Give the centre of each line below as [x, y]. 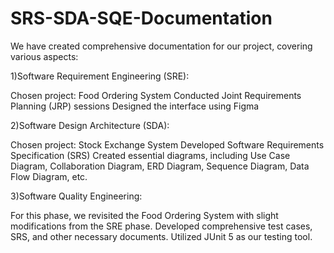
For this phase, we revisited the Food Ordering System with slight [144, 215]
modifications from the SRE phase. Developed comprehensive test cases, [161, 226]
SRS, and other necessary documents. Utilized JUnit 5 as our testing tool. [161, 236]
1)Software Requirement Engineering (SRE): [100, 76]
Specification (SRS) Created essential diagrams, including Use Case [150, 155]
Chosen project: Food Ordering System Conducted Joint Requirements [156, 95]
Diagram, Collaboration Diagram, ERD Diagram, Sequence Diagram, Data [160, 166]
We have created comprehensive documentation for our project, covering [161, 46]
